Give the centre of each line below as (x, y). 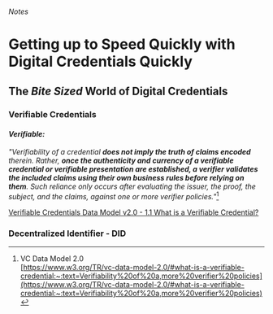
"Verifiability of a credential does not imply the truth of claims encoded (130, 152)
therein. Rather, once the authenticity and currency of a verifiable (121, 161)
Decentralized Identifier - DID (67, 233)
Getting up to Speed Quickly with (122, 44)
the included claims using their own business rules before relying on (126, 178)
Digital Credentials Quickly (101, 61)
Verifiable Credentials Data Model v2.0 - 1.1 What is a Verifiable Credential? (134, 212)
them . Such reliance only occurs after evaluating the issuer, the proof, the (132, 186)
